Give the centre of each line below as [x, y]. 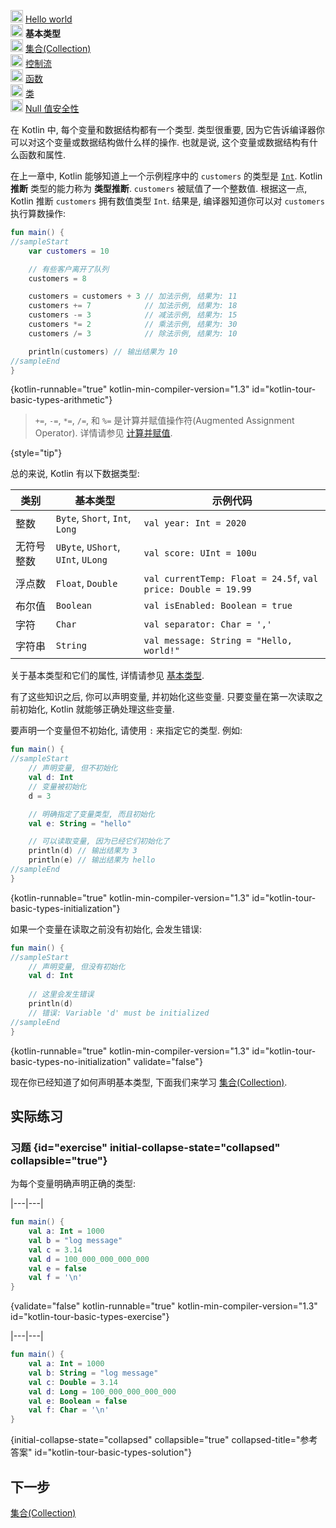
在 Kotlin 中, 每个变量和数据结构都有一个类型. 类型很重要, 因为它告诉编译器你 [167, 129]
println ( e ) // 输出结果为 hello [92, 860]
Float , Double [86, 583]
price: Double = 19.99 [197, 589]
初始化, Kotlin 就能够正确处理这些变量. [96, 709]
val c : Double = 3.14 [73, 1382]
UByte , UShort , [88, 547]
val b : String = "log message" [93, 1373]
